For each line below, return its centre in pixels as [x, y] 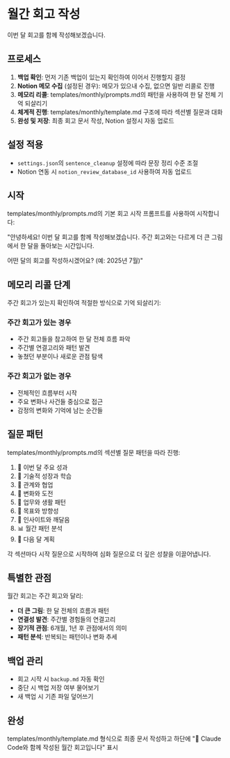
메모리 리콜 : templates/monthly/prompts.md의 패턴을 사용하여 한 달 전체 [117, 94]
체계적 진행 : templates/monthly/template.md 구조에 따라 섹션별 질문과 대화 [120, 111]
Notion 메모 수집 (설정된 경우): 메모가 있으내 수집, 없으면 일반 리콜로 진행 [116, 86]
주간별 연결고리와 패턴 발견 [54, 348]
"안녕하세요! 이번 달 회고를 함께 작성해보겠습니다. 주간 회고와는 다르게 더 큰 [109, 237]
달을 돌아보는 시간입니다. [61, 246]
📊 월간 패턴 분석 [40, 528]
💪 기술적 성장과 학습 [44, 476]
